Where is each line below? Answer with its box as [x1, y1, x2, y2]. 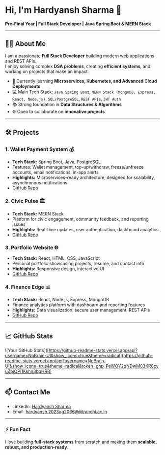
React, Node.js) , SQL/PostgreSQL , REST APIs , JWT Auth [12, 96, 121, 102]
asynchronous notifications [12, 180, 68, 186]
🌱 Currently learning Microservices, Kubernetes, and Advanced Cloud [12, 78, 157, 84]
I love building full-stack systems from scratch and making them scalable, [5, 439, 157, 445]
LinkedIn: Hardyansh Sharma [12, 403, 71, 409]
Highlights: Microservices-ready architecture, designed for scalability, [12, 175, 155, 180]
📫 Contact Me [5, 388, 51, 396]
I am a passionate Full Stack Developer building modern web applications [5, 53, 155, 59]
